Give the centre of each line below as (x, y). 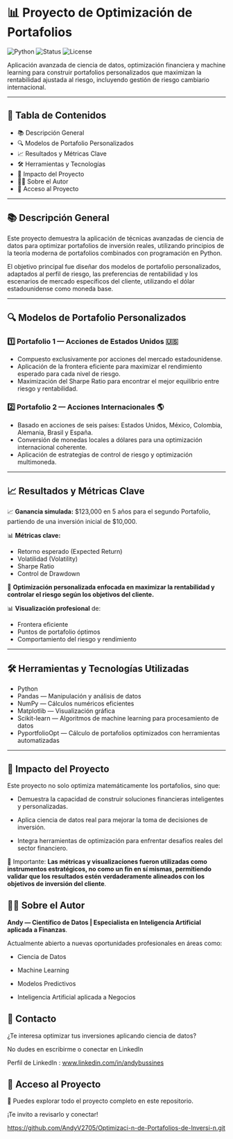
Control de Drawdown (49, 574)
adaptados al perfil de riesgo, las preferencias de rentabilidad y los (103, 274)
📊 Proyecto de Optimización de (100, 13)
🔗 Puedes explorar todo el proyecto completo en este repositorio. (101, 1101)
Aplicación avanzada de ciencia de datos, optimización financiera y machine (116, 65)
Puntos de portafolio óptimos (59, 632)
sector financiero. (42, 848)
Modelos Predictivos (46, 983)
